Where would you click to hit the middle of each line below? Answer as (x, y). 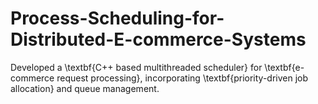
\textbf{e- (284, 67)
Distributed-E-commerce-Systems (158, 39)
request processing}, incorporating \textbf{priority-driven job (182, 78)
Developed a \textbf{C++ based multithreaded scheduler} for (136, 67)
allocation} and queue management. (85, 88)
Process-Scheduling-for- (117, 18)
